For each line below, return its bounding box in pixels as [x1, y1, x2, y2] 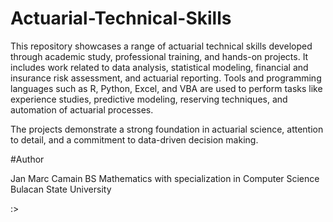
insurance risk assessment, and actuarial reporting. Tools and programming [10, 72, 322, 84]
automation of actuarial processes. [10, 103, 154, 116]
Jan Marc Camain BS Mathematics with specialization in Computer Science [10, 172, 320, 184]
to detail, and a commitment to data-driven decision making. [10, 133, 259, 146]
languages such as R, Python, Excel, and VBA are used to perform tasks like [10, 82, 323, 94]
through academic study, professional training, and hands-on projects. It [10, 50, 309, 62]
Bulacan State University [10, 183, 112, 195]
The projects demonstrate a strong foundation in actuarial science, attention [10, 123, 324, 135]
